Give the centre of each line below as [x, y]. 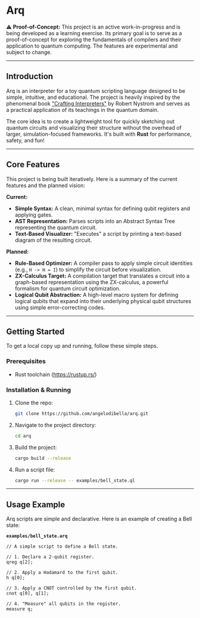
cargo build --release [43, 458]
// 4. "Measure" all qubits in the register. [63, 604]
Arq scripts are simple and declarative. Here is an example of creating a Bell [99, 519]
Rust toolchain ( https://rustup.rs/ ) [56, 374]
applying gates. [34, 214]
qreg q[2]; [20, 562]
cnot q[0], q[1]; [28, 594]
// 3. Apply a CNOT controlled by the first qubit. [71, 588]
